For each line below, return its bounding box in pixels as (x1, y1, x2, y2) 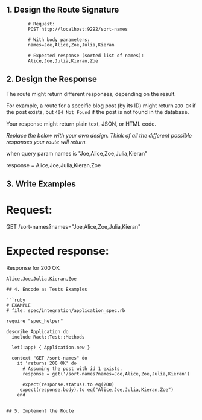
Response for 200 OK (6, 264, 60, 271)
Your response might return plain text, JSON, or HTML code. (6, 120, 157, 127)
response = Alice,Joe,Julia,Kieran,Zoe (6, 161, 101, 168)
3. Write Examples (6, 179, 77, 189)
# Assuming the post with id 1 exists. (22, 365, 122, 372)
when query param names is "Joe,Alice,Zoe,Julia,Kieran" (6, 150, 148, 157)
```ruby (6, 297, 26, 303)
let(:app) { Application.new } (11, 344, 90, 351)
